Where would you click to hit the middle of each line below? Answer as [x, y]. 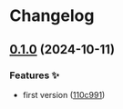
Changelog [52, 16]
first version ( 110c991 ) [64, 94]
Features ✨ [35, 75]
